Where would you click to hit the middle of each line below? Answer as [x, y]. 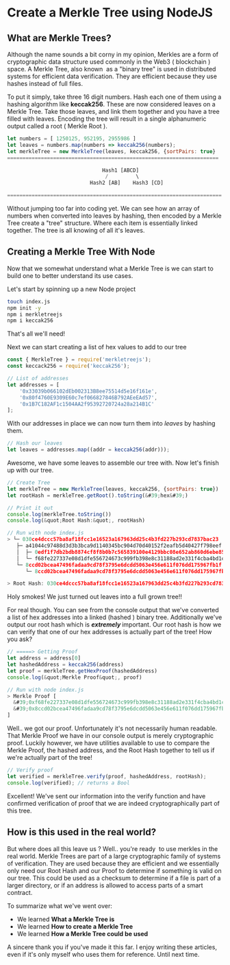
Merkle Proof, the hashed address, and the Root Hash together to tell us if [111, 750]
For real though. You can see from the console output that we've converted [113, 610]
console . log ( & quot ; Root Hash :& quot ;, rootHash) [76, 521]
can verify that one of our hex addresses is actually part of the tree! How [110, 632]
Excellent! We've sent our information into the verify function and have [106, 796]
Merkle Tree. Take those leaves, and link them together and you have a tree [114, 112]
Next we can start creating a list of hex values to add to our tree [97, 347]
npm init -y [24, 308]
